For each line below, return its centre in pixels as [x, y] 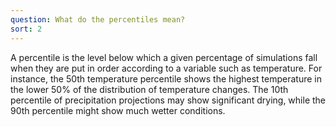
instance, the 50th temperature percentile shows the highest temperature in [166, 78]
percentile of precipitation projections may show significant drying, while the [168, 100]
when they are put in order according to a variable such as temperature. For [166, 68]
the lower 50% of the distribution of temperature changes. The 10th [149, 89]
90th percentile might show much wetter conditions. [118, 110]
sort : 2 [26, 29]
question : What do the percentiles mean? [98, 19]
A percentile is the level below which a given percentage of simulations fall [164, 57]
